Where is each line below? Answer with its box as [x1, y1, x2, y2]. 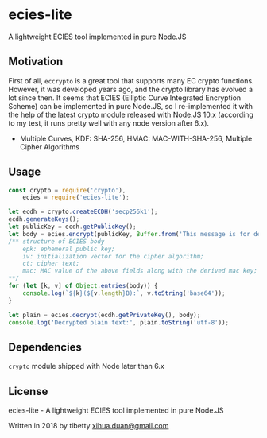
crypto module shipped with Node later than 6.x [8, 362, 164, 371]
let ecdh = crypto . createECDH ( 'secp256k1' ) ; [8, 208, 158, 216]
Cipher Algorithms [19, 141, 79, 152]
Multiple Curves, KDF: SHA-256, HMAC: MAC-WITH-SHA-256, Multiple [19, 134, 253, 143]
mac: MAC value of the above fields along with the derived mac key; [22, 267, 258, 275]
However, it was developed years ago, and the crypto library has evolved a [8, 84, 253, 94]
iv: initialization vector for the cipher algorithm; [22, 252, 204, 260]
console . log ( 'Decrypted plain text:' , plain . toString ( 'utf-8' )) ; [8, 318, 229, 327]
